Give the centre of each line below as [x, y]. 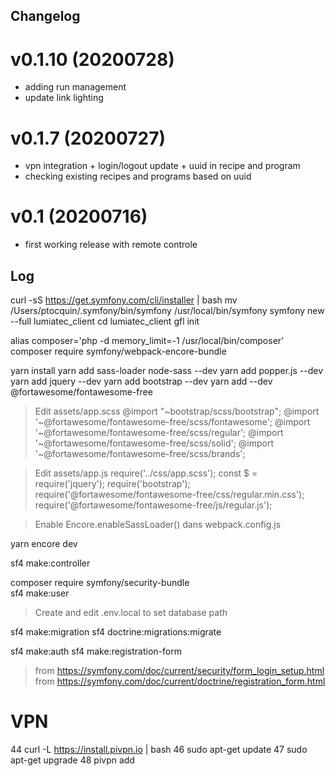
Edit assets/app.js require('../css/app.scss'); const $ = [146, 473]
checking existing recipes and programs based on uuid [138, 176]
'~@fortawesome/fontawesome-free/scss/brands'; [140, 454]
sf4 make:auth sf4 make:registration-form [96, 651]
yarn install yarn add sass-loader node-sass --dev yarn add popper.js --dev [167, 371]
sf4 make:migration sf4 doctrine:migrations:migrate [116, 632]
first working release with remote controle [111, 245]
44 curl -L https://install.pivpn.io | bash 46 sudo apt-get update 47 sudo [159, 749]
